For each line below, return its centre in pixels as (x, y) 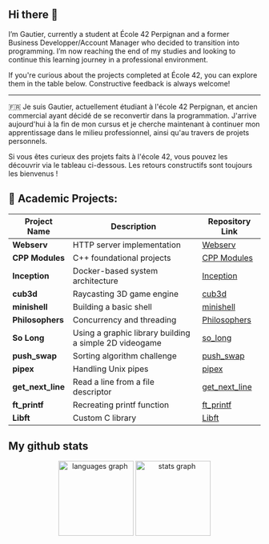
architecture (95, 281)
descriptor (92, 391)
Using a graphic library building (131, 333)
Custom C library (104, 418)
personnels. (28, 141)
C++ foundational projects (122, 258)
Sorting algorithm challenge (125, 355)
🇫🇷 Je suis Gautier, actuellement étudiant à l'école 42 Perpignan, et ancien (133, 106)
